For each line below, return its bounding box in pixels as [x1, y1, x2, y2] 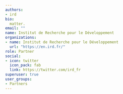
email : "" [5, 26, 26, 31]
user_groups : [5, 77, 32, 82]
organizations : [5, 35, 37, 40]
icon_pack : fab [9, 63, 41, 68]
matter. [9, 21, 26, 26]
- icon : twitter [5, 58, 39, 63]
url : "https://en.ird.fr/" [9, 44, 65, 49]
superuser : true [5, 72, 39, 77]
